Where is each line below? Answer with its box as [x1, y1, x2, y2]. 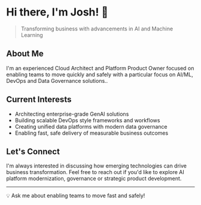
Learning [20, 31, 43, 38]
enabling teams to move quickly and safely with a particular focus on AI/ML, [6, 71, 193, 78]
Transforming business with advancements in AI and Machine [20, 25, 173, 32]
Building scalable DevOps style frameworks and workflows [14, 116, 160, 124]
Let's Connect [6, 146, 60, 157]
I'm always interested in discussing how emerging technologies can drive [6, 162, 187, 169]
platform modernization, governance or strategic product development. [6, 175, 182, 182]
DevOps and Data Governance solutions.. [6, 77, 108, 84]
